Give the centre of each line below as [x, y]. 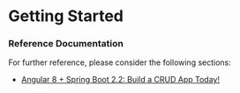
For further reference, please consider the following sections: [120, 62]
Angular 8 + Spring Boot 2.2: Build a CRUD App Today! [120, 80]
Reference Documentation [66, 44]
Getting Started [66, 16]
